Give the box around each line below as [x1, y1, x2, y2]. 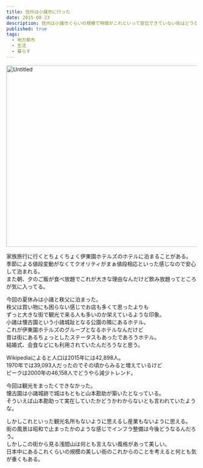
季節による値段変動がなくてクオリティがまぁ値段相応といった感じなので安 [6, 260, 192, 267]
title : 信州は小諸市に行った [6, 8, 71, 15]
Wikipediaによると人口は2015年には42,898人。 [6, 354, 124, 361]
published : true [6, 25, 47, 32]
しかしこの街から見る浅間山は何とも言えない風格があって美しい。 [6, 440, 170, 447]
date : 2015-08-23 [6, 15, 50, 21]
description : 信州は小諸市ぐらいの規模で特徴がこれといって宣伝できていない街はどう [6, 20, 195, 26]
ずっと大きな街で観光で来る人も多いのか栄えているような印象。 [6, 311, 165, 318]
